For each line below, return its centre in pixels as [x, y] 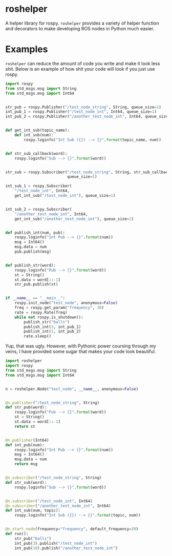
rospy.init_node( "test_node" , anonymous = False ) [66, 303]
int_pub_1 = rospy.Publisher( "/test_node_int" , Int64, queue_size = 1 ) [81, 112]
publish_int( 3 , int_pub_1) [52, 327]
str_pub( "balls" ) [33, 539]
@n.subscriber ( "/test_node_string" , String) [53, 478]
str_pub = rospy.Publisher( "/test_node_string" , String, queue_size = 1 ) [83, 107]
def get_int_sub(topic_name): [38, 130]
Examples [27, 49]
